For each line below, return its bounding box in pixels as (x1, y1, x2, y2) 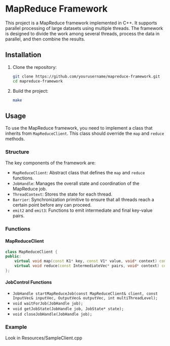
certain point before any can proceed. (12, 202, 92, 208)
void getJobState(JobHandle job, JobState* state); (12, 306, 124, 312)
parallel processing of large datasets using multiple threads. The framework (5, 25, 163, 31)
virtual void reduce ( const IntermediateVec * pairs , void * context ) (14, 263, 159, 268)
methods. (5, 136, 25, 142)
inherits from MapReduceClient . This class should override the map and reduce (5, 130, 164, 137)
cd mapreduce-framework (12, 79, 63, 84)
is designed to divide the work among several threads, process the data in (5, 30, 160, 36)
